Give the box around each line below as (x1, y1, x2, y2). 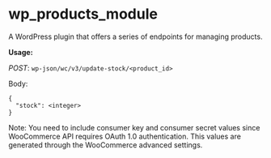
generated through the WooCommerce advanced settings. (8, 139, 203, 150)
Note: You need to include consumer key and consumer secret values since (8, 122, 260, 132)
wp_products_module (8, 5, 158, 23)
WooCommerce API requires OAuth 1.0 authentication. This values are (8, 131, 241, 141)
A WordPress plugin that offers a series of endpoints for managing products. (8, 32, 263, 41)
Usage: (8, 47, 34, 57)
